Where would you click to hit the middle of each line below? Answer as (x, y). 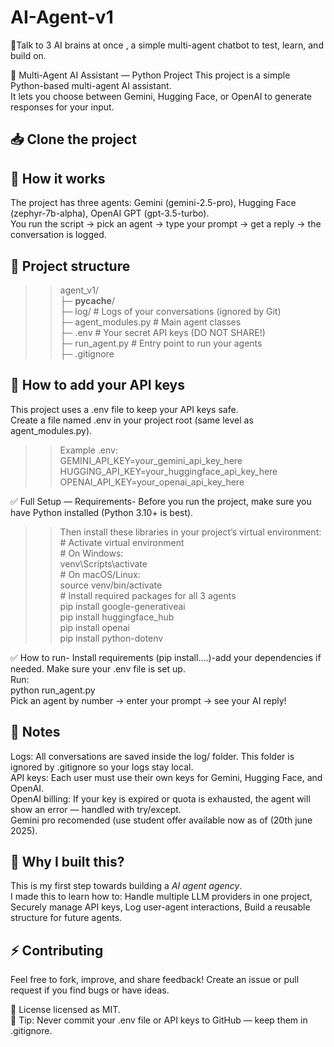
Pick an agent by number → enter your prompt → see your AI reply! (148, 700)
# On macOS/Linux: (100, 574)
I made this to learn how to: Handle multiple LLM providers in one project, (161, 897)
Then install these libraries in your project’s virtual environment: (190, 532)
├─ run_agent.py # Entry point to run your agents (161, 343)
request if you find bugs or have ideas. (90, 990)
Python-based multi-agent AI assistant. (91, 85)
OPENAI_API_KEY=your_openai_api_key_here (152, 482)
